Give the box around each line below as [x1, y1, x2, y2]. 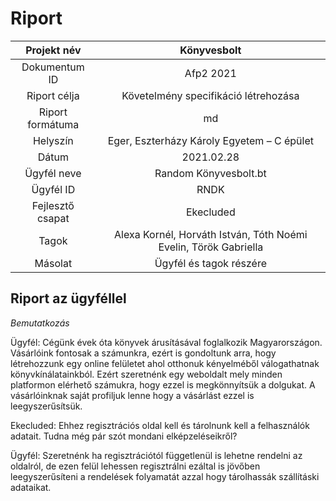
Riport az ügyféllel [10, 290, 127, 307]
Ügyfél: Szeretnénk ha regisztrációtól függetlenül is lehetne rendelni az [10, 449, 303, 461]
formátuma [27, 117, 80, 131]
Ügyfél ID [31, 182, 76, 196]
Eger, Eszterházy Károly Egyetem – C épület [107, 133, 314, 147]
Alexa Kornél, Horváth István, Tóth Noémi [114, 227, 308, 241]
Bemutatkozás [10, 317, 70, 329]
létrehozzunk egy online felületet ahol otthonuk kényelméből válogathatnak [10, 357, 320, 369]
